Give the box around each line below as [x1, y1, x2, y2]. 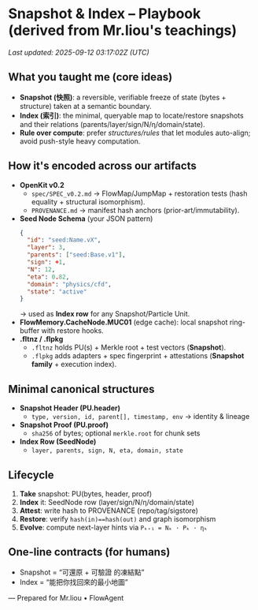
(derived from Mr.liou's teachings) [8, 21, 238, 39]
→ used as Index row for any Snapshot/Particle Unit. [19, 309, 190, 319]
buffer [19, 326, 40, 335]
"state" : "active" [27, 287, 87, 296]
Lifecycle [8, 468, 54, 481]
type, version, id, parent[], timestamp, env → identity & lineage [31, 412, 250, 421]
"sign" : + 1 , [27, 258, 66, 267]
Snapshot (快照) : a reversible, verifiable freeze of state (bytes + [19, 92, 227, 102]
